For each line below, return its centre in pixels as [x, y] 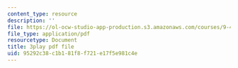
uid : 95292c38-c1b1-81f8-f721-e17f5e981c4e [73, 54]
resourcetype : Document [42, 40]
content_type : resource [42, 14]
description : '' [31, 21]
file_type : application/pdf [49, 34]
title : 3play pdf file [41, 47]
